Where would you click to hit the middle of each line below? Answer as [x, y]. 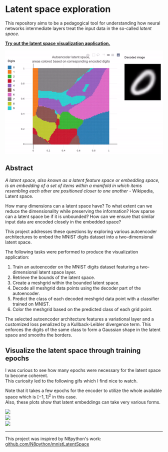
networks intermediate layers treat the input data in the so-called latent [78, 28]
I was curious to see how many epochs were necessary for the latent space [83, 370]
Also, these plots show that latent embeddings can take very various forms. [83, 402]
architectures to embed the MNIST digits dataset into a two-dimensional [79, 236]
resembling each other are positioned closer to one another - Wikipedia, [79, 190]
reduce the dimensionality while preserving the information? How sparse [80, 211]
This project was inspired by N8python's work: [53, 439]
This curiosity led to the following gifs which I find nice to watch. [71, 381]
